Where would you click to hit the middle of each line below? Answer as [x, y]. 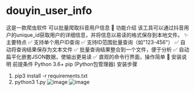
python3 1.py [30, 82]
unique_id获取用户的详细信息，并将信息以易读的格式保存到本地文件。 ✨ [102, 35]
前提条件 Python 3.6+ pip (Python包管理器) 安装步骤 [75, 64]
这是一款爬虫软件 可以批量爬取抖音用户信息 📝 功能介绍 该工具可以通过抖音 [95, 27]
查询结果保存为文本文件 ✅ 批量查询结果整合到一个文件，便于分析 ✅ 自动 [103, 49]
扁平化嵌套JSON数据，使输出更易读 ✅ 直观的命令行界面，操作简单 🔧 [88, 57]
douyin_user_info [49, 11]
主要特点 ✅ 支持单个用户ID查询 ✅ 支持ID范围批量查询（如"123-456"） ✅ [93, 42]
